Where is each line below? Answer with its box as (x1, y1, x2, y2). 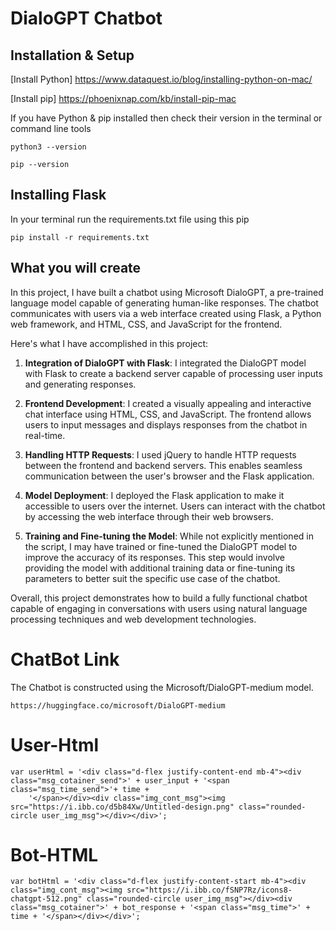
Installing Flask (10, 187, 107, 204)
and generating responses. (24, 378, 137, 390)
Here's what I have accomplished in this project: (10, 337, 209, 349)
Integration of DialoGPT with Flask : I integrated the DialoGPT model (24, 357, 307, 369)
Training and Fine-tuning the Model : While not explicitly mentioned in (24, 530, 314, 542)
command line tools (10, 123, 92, 134)
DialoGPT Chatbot (10, 7, 163, 30)
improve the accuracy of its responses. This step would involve (24, 551, 286, 563)
